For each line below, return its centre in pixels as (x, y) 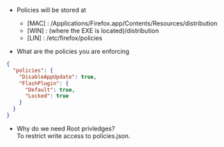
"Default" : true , (50, 90)
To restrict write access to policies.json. (74, 136)
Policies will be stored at (51, 10)
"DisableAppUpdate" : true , (58, 77)
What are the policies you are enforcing (73, 51)
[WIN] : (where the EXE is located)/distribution (93, 31)
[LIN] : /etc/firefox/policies (64, 38)
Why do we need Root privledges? (66, 128)
